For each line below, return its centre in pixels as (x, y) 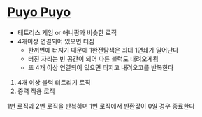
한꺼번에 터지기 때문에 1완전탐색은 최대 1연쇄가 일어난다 (103, 50)
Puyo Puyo (39, 12)
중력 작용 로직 (36, 91)
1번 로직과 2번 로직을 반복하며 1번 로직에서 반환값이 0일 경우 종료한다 (101, 106)
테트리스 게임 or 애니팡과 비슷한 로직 (67, 32)
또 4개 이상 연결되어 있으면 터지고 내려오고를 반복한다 (101, 67)
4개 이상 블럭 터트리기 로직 (54, 82)
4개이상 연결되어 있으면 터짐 (56, 41)
